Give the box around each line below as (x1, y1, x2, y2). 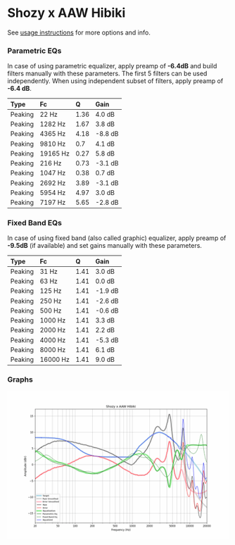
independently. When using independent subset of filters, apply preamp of (7, 77, 224, 85)
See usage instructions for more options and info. (7, 28, 151, 37)
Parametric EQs (7, 46, 62, 56)
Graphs (7, 375, 33, 384)
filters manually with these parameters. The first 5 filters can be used (7, 69, 208, 78)
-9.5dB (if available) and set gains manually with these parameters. (7, 242, 203, 250)
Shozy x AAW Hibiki (7, 5, 126, 21)
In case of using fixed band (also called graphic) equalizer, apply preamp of (7, 234, 227, 242)
